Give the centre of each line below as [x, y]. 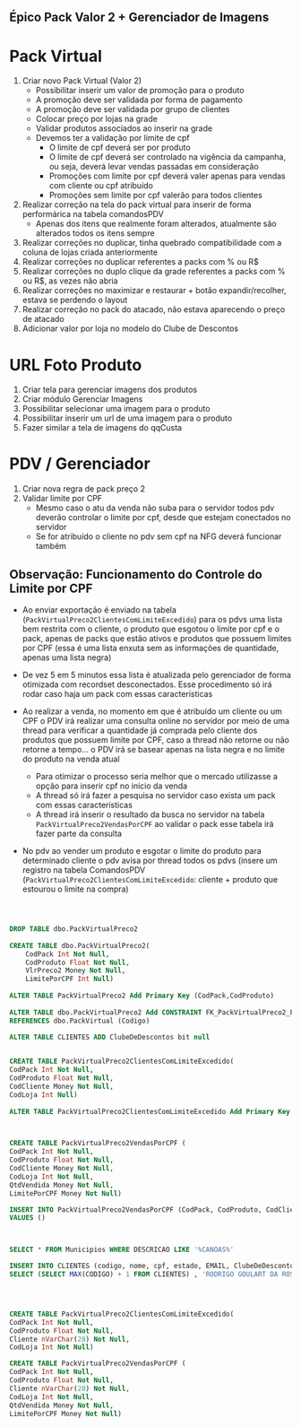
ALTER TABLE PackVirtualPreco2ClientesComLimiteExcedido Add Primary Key [150, 1111]
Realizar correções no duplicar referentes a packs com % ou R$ [141, 262]
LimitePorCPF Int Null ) [70, 979]
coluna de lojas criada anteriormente [90, 252]
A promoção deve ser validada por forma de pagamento [139, 100]
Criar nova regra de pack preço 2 [84, 489]
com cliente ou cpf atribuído [101, 186]
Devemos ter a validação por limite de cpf [112, 138]
